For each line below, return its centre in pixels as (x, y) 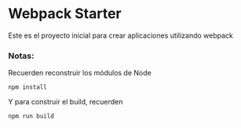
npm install (27, 87)
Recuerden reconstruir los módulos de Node (80, 73)
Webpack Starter (65, 14)
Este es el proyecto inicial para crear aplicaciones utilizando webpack (121, 35)
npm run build (31, 116)
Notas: (21, 56)
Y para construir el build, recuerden (66, 102)
